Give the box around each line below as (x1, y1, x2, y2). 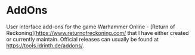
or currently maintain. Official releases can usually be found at (6, 35, 159, 43)
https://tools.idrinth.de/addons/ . (6, 42, 85, 49)
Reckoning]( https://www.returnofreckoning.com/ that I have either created (6, 29, 189, 36)
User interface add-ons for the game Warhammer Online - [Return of (6, 23, 175, 30)
